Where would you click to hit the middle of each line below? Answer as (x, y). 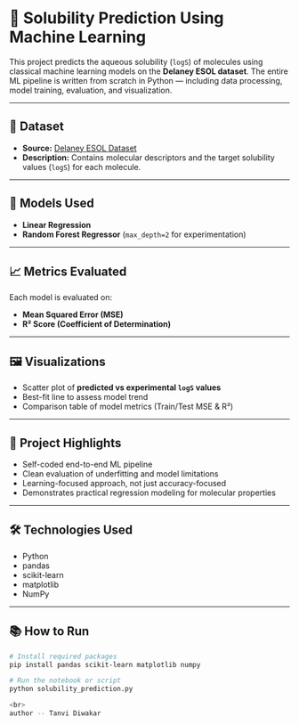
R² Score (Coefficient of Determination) (97, 324)
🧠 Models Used (52, 204)
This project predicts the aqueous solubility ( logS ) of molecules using (136, 61)
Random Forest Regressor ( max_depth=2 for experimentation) (134, 234)
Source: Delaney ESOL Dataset (79, 148)
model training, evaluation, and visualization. (91, 90)
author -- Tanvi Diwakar (55, 713)
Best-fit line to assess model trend (85, 397)
